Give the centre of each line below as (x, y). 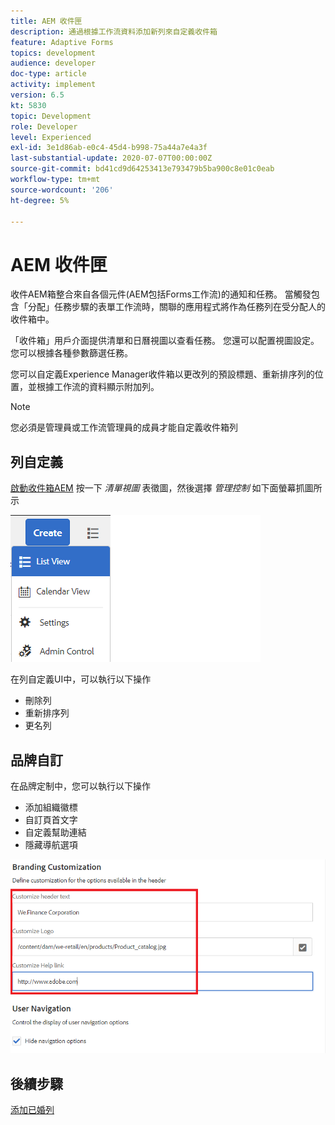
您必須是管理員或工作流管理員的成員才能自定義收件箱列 (124, 427)
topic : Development (51, 116)
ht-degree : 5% (40, 200)
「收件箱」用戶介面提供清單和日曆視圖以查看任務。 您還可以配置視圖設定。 (165, 341)
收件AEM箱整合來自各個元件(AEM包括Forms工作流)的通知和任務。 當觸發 (161, 294)
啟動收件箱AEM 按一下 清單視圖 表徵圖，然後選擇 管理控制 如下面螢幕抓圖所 (166, 488)
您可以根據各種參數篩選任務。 (71, 353)
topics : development (53, 53)
